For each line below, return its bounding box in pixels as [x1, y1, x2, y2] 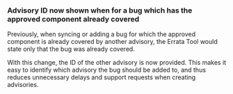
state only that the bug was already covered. [7, 45, 136, 54]
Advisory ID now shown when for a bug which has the [7, 6, 193, 15]
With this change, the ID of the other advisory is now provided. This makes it [7, 58, 227, 67]
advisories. [7, 81, 39, 89]
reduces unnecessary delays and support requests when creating [7, 73, 196, 81]
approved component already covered [7, 14, 140, 24]
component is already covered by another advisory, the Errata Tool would [7, 38, 218, 46]
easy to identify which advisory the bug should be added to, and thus [7, 65, 207, 75]
